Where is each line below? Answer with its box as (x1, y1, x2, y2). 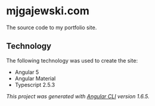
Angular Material (14, 74, 56, 82)
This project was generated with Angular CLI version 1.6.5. (6, 92, 150, 99)
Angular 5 (14, 68, 39, 76)
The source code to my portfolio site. (6, 24, 97, 31)
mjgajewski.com (6, 4, 89, 18)
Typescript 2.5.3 (14, 81, 55, 88)
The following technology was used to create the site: (6, 57, 138, 64)
